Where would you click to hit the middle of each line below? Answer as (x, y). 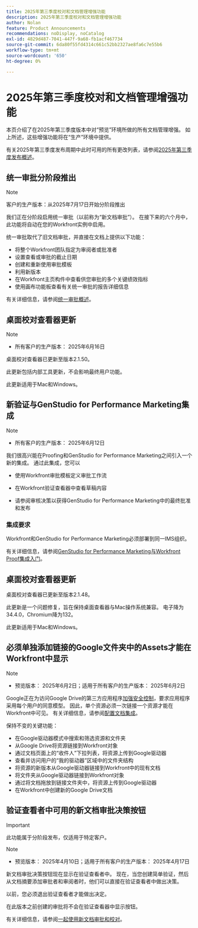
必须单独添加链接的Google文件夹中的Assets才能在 (99, 648)
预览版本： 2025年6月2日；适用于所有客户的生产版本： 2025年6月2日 (100, 685)
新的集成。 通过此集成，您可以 (43, 463)
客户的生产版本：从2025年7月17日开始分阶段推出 (66, 204)
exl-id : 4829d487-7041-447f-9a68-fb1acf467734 (64, 39)
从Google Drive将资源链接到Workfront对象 (66, 745)
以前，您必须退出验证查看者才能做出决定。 (58, 894)
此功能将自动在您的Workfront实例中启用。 (57, 224)
